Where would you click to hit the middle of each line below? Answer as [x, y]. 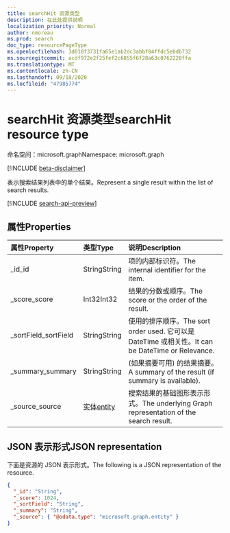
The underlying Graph [177, 403]
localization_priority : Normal [52, 26]
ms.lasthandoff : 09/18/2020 [47, 77]
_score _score [32, 299]
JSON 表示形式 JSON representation [85, 447]
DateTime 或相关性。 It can [171, 342]
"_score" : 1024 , [36, 498]
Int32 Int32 [100, 299]
